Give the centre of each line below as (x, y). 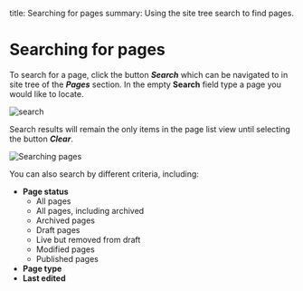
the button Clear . (42, 139)
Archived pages (65, 220)
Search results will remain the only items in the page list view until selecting (150, 129)
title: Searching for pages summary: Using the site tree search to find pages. (151, 13)
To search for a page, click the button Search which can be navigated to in (149, 74)
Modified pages (65, 249)
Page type (42, 268)
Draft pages (58, 229)
